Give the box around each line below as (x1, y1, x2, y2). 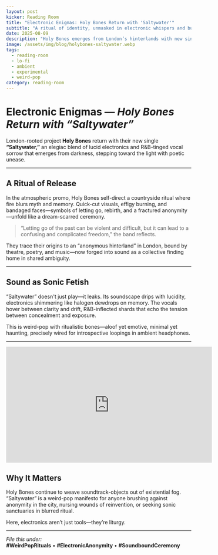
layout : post (6, 8, 38, 15)
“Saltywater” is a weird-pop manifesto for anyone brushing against (6, 495, 168, 502)
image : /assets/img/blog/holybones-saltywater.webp (6, 42, 135, 48)
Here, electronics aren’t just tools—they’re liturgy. (6, 519, 126, 526)
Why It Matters (6, 473, 62, 483)
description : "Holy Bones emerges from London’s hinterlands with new (6, 36, 183, 42)
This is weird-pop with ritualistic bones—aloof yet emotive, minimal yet (6, 323, 178, 330)
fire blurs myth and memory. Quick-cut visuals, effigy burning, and (6, 200, 167, 207)
